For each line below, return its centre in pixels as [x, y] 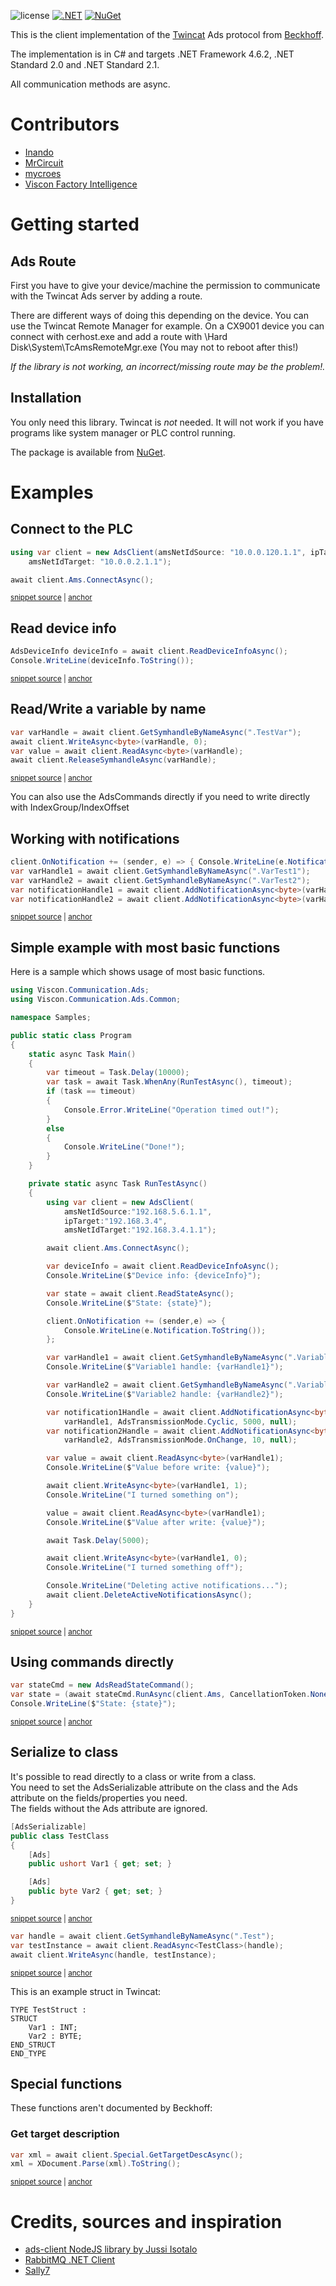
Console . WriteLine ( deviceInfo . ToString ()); [102, 661]
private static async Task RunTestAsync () [118, 1184]
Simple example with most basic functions [145, 947]
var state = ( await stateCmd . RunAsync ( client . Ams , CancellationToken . [160, 1695]
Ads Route [43, 261]
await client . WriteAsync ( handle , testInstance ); [113, 1955]
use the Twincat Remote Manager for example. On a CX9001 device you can [167, 326]
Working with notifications [95, 838]
